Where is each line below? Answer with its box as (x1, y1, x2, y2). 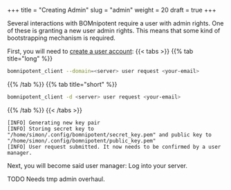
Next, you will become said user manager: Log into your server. (7, 161, 188, 169)
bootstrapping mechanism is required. (7, 34, 116, 42)
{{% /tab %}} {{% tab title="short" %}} (7, 80, 118, 88)
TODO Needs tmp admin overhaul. (7, 175, 105, 183)
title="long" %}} (7, 54, 53, 63)
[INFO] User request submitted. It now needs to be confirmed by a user (7, 143, 221, 150)
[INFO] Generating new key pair (7, 119, 100, 126)
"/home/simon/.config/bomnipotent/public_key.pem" (7, 137, 156, 144)
